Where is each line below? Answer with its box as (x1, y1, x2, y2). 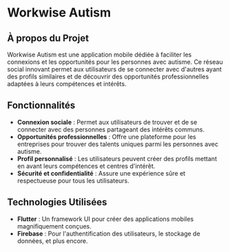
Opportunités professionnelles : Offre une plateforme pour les (17, 132, 196, 140)
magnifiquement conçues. (17, 222, 92, 230)
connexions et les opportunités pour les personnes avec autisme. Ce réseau (7, 58, 223, 66)
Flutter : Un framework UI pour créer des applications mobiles (17, 215, 194, 223)
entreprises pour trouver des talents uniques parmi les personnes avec (17, 140, 219, 148)
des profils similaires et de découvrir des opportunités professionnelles (7, 72, 209, 81)
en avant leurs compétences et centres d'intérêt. (17, 162, 156, 170)
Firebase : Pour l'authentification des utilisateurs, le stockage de (17, 229, 201, 238)
